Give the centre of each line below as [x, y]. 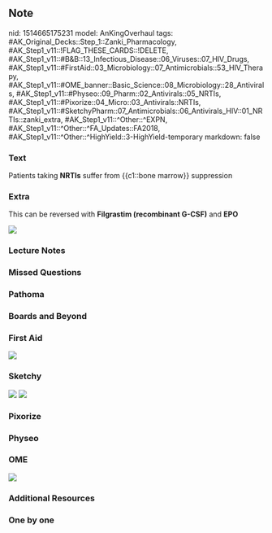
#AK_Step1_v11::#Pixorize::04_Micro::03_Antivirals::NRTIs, [105, 102]
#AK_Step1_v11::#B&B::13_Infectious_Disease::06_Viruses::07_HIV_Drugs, [129, 59]
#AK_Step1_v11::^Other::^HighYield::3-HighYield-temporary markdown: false [134, 137]
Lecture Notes [37, 251]
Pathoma [26, 295]
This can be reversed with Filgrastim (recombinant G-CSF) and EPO [123, 214]
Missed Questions [45, 273]
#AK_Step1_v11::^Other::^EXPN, [116, 119]
